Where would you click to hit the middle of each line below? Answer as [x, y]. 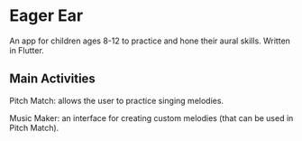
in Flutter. [27, 50]
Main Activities [53, 79]
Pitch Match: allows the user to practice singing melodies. [116, 100]
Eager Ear [46, 16]
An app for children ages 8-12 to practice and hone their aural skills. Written [150, 41]
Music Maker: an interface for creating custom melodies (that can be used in [151, 117]
